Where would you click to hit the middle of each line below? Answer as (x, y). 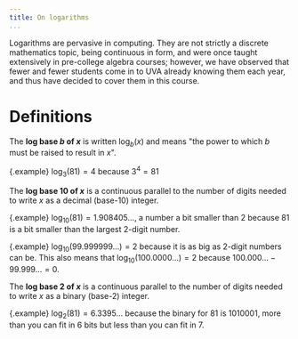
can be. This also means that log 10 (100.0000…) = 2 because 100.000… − (142, 259)
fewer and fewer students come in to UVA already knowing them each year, (148, 71)
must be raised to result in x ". (63, 153)
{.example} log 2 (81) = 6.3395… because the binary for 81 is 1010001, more (145, 314)
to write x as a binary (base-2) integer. (79, 296)
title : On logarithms (49, 17)
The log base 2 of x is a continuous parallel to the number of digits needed (146, 287)
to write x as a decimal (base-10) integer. (84, 200)
